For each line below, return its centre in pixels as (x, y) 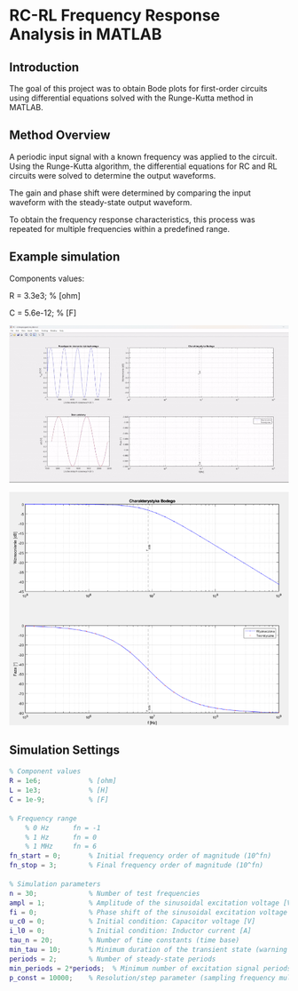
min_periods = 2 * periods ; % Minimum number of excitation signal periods (150, 968)
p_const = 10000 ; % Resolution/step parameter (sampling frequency (142, 978)
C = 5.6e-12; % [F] (43, 313)
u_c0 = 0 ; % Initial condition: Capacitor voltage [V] (132, 922)
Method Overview (60, 136)
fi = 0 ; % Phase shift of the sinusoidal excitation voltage (149, 912)
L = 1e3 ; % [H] (59, 791)
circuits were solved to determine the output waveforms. (113, 175)
